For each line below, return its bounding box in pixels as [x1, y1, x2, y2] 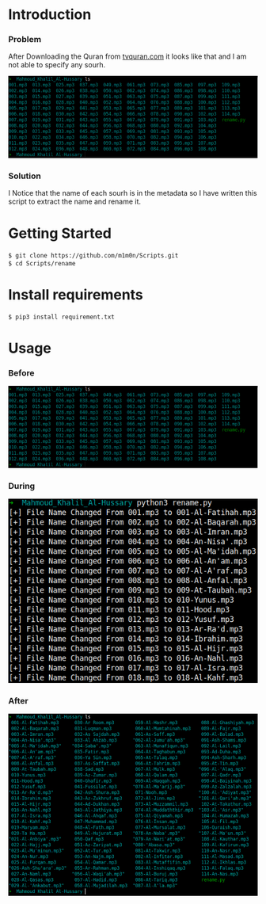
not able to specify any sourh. [8, 60, 105, 70]
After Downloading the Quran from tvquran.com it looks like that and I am [8, 51, 247, 61]
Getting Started [8, 224, 112, 242]
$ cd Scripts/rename [8, 260, 77, 268]
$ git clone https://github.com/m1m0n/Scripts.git [8, 252, 179, 260]
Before [8, 368, 35, 379]
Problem [8, 34, 42, 45]
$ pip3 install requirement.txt [8, 313, 115, 321]
